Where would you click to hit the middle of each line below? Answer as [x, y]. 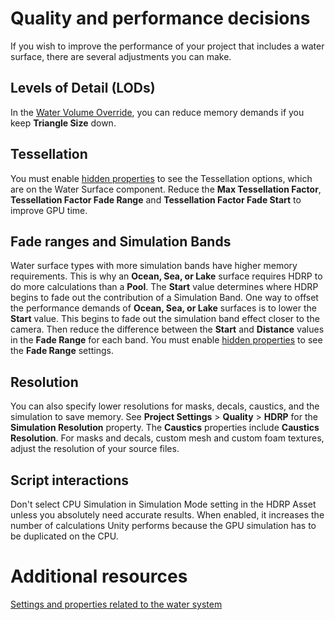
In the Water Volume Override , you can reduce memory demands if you [157, 112]
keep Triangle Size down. [63, 123]
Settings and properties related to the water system [116, 604]
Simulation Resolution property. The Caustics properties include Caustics [165, 428]
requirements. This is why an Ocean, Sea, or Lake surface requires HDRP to [166, 276]
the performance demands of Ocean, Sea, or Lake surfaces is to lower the [163, 308]
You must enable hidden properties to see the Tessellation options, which [161, 178]
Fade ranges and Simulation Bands [121, 241]
